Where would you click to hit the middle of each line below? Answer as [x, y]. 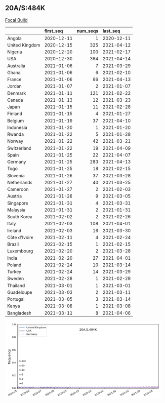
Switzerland [19, 148]
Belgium [16, 121]
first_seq [54, 31]
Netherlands [20, 182]
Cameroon [18, 189]
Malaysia [16, 210]
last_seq [111, 31]
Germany [17, 162]
